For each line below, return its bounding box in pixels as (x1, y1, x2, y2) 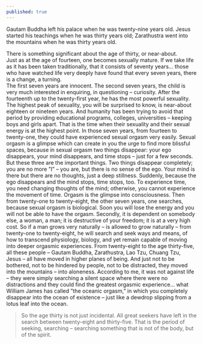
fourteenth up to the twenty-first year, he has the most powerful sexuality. (6, 95, 190, 102)
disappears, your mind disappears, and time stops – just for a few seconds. (6, 152, 193, 160)
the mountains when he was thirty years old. (6, 38, 117, 45)
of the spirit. (21, 331, 52, 338)
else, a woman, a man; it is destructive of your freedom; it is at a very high (6, 217, 191, 224)
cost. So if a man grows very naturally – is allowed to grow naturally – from (6, 223, 192, 230)
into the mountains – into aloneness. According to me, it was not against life (6, 268, 195, 275)
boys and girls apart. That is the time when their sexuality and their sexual (6, 120, 190, 127)
